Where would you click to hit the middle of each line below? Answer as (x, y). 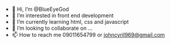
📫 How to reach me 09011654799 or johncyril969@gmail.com (88, 35)
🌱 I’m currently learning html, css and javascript (70, 22)
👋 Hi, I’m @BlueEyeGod (41, 9)
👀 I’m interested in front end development (63, 15)
